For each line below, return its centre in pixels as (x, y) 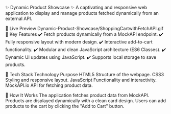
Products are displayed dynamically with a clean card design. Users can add (86, 101)
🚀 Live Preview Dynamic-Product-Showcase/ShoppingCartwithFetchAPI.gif (84, 28)
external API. (19, 18)
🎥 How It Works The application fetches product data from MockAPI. (77, 95)
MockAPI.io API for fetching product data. (49, 85)
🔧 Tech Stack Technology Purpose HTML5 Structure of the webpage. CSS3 (85, 74)
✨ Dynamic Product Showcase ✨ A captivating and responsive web (76, 7)
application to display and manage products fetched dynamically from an (82, 13)
